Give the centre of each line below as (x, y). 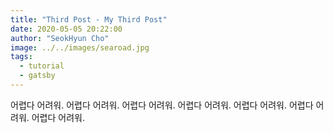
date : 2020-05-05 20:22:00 (66, 29)
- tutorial (42, 66)
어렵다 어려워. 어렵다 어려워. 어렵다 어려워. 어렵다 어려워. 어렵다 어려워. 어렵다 (162, 105)
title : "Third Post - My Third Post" (89, 19)
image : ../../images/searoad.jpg (80, 47)
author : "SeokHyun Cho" (60, 38)
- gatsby (37, 76)
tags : (21, 57)
